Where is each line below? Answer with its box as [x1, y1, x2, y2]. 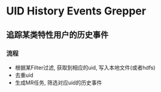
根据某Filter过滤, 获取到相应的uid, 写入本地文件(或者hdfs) [14, 64, 156, 71]
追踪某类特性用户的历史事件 [6, 29, 109, 40]
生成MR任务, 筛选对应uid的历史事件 [14, 79, 102, 86]
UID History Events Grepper [6, 4, 147, 18]
